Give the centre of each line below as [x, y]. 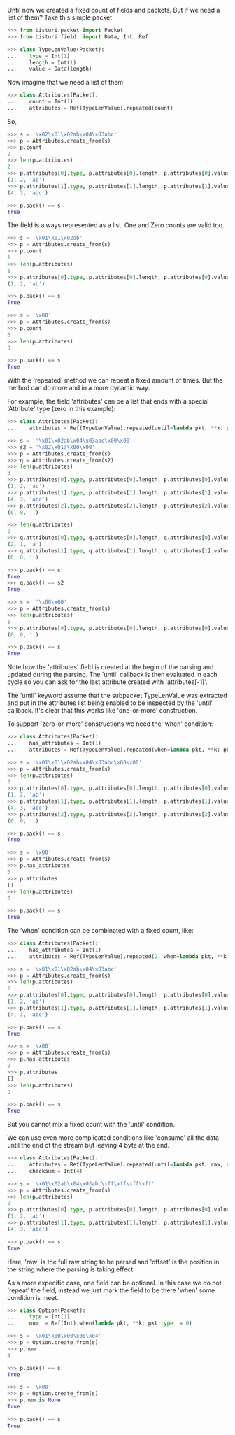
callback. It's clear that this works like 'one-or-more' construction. [102, 711]
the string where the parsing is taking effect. [71, 1269]
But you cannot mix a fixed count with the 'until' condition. [91, 1125]
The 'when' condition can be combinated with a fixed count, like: [100, 930]
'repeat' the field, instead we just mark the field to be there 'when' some [111, 1290]
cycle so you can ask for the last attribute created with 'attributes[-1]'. [107, 682]
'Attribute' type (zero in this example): [62, 409]
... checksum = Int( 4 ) [45, 1171]
